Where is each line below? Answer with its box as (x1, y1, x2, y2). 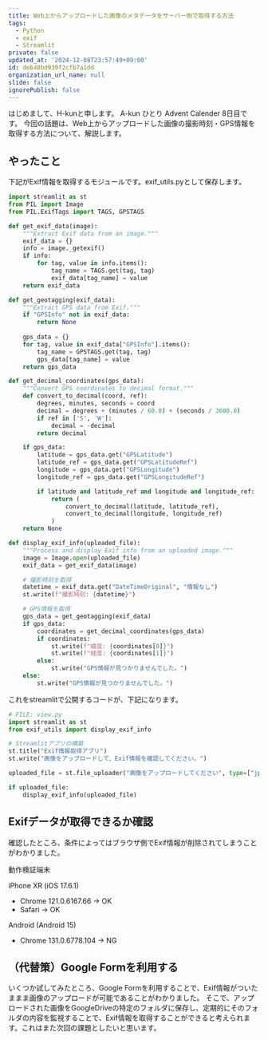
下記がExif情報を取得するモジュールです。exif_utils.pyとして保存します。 (8, 177, 246, 187)
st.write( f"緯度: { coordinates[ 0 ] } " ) (50, 642, 174, 650)
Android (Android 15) (8, 919, 77, 930)
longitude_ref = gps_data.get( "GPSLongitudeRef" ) (37, 473, 205, 481)
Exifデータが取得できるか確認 (8, 815, 154, 828)
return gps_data (22, 362, 77, 371)
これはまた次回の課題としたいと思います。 (21, 1023, 161, 1033)
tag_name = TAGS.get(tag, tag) (50, 267, 156, 275)
